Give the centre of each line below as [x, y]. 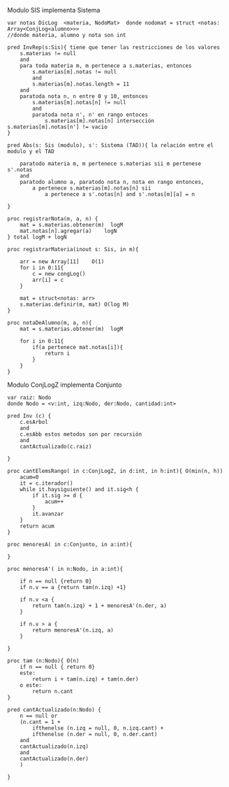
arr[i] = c [48, 280]
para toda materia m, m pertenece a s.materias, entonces [106, 66]
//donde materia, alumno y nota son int [67, 35]
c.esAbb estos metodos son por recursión [81, 434]
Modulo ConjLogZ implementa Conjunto [65, 385]
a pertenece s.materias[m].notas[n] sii [92, 188]
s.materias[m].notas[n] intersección [99, 121]
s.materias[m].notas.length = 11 [81, 84]
